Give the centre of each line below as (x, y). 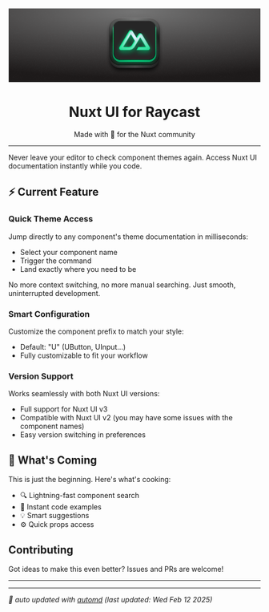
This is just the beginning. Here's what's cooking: (90, 480)
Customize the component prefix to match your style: (96, 331)
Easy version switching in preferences (83, 435)
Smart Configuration (49, 314)
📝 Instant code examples (60, 507)
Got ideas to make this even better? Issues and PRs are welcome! (116, 569)
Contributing (41, 550)
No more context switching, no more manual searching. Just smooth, (122, 285)
